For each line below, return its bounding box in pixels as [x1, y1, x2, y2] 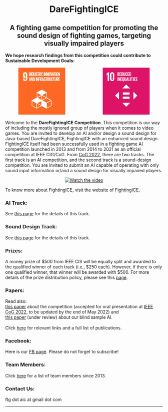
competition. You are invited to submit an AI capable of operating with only [5, 162, 159, 168]
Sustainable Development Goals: [5, 58, 75, 64]
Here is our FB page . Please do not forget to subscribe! [5, 349, 119, 355]
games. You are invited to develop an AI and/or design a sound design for [5, 130, 156, 136]
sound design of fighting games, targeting [16, 31, 151, 40]
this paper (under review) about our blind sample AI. [5, 314, 112, 320]
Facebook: [5, 337, 31, 344]
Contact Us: [5, 385, 35, 392]
